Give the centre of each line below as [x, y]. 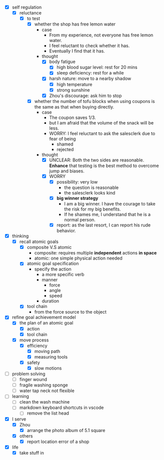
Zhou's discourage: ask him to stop [85, 95]
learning [20, 396]
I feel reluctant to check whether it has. [89, 46]
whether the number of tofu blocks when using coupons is [95, 101]
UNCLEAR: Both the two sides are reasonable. [97, 160]
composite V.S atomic [49, 247]
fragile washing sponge [43, 385]
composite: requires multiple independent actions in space [95, 253]
